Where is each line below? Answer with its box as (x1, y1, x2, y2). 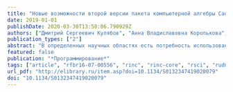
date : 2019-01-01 (7, 17, 58, 24)
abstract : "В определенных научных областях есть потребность (7, 42, 191, 49)
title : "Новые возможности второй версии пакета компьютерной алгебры (7, 10, 216, 17)
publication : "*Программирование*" (7, 55, 110, 62)
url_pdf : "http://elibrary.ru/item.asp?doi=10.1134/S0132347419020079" (7, 68, 218, 75)
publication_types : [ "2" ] (7, 36, 82, 43)
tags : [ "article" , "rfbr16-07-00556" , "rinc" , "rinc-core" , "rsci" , (7, 62, 209, 68)
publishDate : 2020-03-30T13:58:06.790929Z (7, 23, 132, 30)
